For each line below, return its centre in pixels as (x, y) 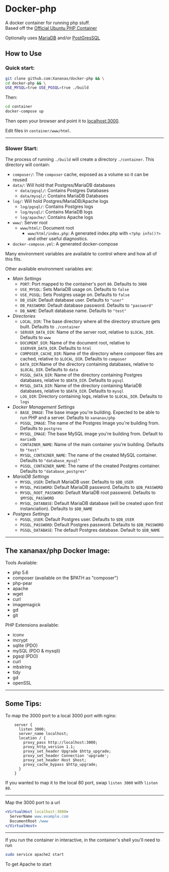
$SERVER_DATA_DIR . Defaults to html (56, 348)
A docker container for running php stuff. (48, 23)
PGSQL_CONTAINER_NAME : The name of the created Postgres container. (90, 466)
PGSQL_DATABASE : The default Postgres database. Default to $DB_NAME (90, 530)
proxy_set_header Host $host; (55, 760)
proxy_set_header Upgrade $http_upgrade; (67, 751)
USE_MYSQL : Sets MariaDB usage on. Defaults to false (74, 289)
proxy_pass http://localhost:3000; (61, 742)
